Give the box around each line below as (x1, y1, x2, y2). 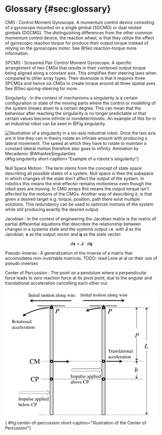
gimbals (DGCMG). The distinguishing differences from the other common (5, 30, 153, 35)
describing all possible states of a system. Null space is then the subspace (5, 170, 154, 176)
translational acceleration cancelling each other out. (5, 280, 109, 286)
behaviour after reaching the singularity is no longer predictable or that (5, 110, 146, 116)
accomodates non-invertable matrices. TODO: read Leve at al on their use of (5, 255, 158, 261)
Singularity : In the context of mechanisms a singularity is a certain (5, 95, 138, 100)
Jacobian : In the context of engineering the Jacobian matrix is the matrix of (5, 216, 156, 222)
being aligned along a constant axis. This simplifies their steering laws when (5, 70, 157, 76)
